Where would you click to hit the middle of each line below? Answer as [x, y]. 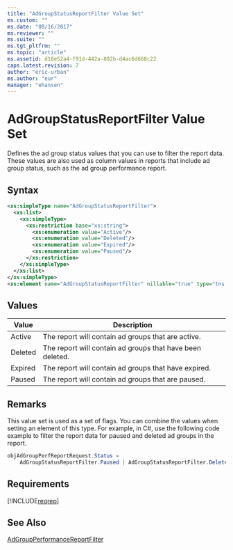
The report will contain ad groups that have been [122, 348]
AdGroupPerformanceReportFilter [55, 540]
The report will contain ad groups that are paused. [124, 379]
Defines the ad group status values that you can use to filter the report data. [115, 153]
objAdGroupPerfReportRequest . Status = [63, 456]
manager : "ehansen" [35, 85]
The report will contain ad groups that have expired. [127, 368]
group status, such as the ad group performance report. [87, 168]
